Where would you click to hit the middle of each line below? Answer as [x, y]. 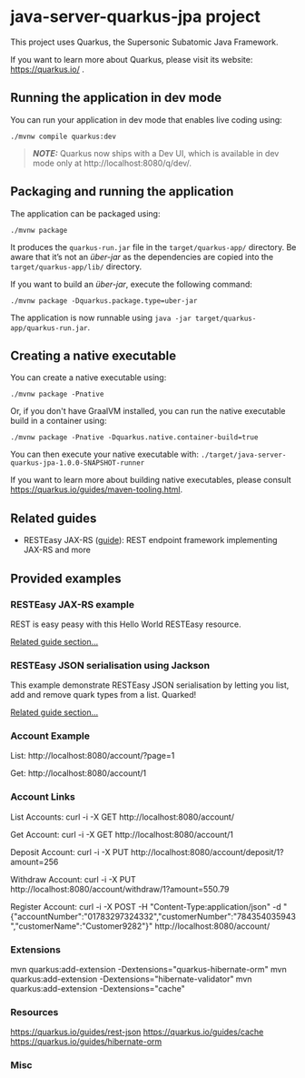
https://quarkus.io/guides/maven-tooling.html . [97, 489]
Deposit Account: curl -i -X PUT [70, 851]
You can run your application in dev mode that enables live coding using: [146, 119]
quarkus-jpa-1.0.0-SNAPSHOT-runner [78, 463]
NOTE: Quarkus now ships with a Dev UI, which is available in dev [156, 153]
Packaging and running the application [122, 191]
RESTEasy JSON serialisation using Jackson [110, 665]
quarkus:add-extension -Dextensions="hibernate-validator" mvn [131, 979]
